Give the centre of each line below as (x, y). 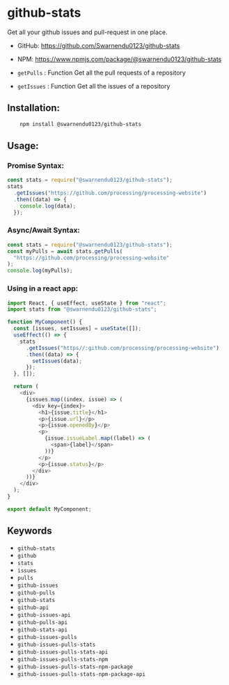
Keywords (30, 531)
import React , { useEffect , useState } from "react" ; (87, 303)
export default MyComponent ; (49, 509)
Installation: (34, 108)
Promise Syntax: (36, 165)
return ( (26, 387)
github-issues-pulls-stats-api (63, 652)
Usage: (23, 146)
